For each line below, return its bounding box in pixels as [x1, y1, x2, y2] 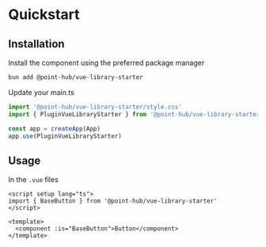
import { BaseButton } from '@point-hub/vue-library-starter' [8, 197, 218, 205]
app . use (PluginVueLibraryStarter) [8, 132, 123, 140]
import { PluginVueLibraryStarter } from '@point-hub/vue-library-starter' [8, 110, 264, 118]
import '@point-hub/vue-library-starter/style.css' [8, 103, 182, 111]
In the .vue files [8, 175, 59, 184]
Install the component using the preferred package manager [8, 58, 205, 67]
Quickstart [8, 6, 81, 24]
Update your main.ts [8, 87, 75, 97]
